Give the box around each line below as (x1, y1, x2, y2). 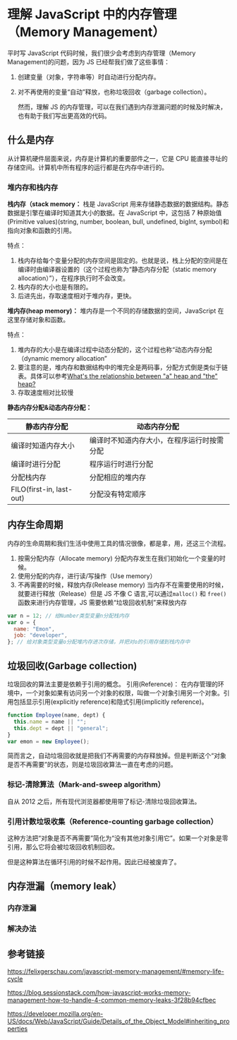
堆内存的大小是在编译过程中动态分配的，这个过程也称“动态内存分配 (17, 345, 212, 354)
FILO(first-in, (11, 484, 55, 494)
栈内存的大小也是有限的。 (17, 283, 92, 292)
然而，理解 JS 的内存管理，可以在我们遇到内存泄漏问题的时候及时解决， (17, 102, 227, 111)
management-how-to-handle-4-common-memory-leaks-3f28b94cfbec (7, 996, 217, 1005)
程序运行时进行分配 (89, 460, 154, 470)
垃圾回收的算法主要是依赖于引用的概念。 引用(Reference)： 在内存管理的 (7, 680, 219, 688)
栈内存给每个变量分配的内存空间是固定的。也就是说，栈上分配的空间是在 (17, 256, 228, 265)
